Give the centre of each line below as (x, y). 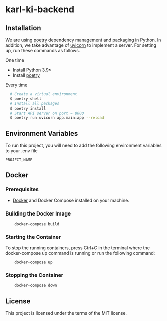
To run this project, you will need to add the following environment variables (83, 145)
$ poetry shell (26, 99)
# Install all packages (34, 103)
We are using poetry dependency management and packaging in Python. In (83, 40)
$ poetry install (28, 108)
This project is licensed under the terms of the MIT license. (66, 313)
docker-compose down (36, 286)
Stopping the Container (34, 275)
